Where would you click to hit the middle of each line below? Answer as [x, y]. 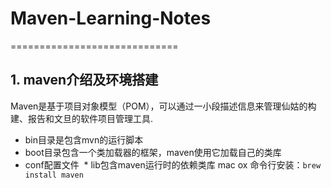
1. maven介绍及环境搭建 [84, 80]
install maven [54, 175]
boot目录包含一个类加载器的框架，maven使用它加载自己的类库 [153, 152]
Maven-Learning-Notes [111, 18]
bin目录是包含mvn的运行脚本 [84, 139]
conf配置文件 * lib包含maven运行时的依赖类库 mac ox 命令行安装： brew [173, 164]
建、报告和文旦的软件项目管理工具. [82, 118]
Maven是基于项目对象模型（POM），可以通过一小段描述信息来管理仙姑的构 [163, 106]
